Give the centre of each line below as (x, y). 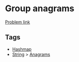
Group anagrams (40, 9)
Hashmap (22, 49)
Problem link (18, 22)
